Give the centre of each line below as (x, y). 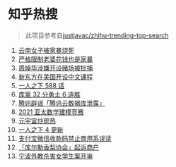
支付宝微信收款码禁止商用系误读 (65, 138)
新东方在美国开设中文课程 (55, 76)
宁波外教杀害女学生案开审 (55, 156)
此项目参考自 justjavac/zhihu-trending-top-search (97, 35)
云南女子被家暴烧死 (46, 50)
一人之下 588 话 (41, 85)
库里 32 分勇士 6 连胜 (49, 94)
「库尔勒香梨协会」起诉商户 (59, 147)
